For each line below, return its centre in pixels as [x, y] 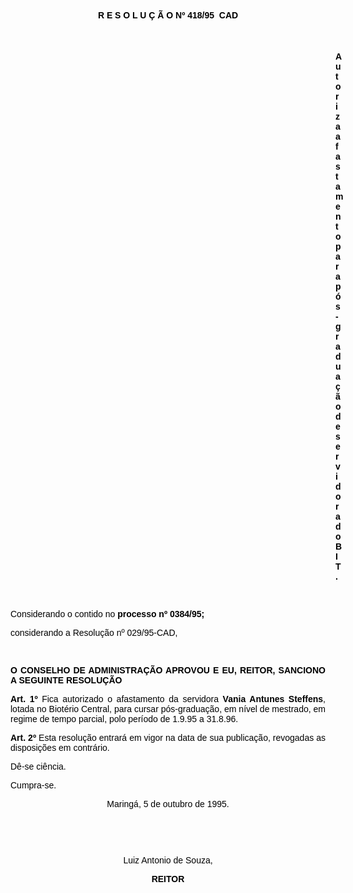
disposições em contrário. [60, 747]
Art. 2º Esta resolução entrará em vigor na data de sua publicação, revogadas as [168, 737]
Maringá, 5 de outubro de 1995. [168, 804]
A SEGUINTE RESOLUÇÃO [66, 680]
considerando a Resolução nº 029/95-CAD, [94, 632]
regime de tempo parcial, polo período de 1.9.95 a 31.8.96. [124, 719]
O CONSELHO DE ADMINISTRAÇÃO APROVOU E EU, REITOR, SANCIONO [168, 670]
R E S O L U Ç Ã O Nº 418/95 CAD [168, 15]
